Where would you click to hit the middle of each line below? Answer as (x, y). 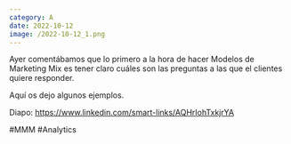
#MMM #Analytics (43, 130)
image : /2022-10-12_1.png (57, 34)
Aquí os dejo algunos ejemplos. (67, 95)
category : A (31, 17)
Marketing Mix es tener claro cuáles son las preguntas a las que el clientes (146, 68)
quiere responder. (42, 78)
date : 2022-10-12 (41, 26)
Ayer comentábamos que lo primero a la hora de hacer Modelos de (132, 60)
